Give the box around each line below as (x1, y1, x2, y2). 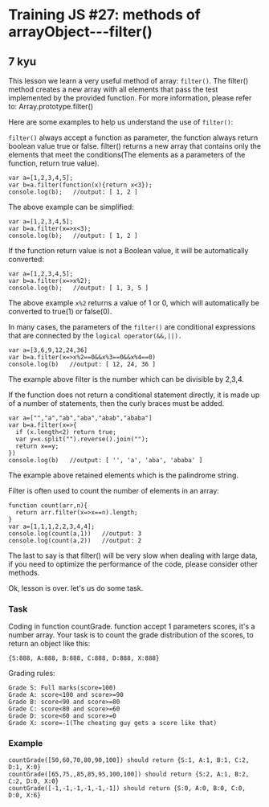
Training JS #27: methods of (8, 6, 201, 24)
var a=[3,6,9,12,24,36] (8, 346, 88, 354)
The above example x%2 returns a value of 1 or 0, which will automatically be (8, 298, 259, 307)
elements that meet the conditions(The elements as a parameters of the (8, 150, 246, 159)
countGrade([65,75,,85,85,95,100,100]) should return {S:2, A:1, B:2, (8, 770, 250, 778)
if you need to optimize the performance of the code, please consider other (8, 559, 259, 568)
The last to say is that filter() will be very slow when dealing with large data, (8, 551, 258, 560)
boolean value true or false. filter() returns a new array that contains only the (8, 141, 262, 150)
